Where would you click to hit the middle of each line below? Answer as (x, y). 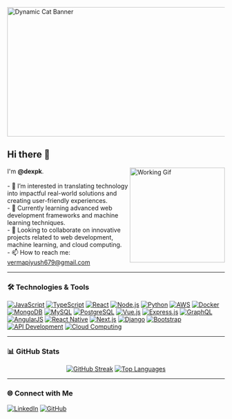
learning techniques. (36, 222)
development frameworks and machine (63, 215)
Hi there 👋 (29, 155)
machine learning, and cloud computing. (65, 244)
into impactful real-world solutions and (62, 193)
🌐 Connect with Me (40, 393)
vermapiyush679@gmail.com (49, 262)
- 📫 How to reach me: (39, 252)
